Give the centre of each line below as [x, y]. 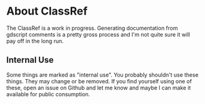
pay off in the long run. [35, 41]
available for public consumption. [48, 94]
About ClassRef [47, 11]
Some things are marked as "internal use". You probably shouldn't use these [102, 75]
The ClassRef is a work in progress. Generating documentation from [92, 28]
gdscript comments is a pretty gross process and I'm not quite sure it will [98, 34]
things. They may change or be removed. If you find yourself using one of [99, 81]
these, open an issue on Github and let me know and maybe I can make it [99, 88]
